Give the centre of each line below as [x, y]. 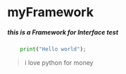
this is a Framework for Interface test [63, 32]
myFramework [50, 12]
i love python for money [59, 63]
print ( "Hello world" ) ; [53, 49]
